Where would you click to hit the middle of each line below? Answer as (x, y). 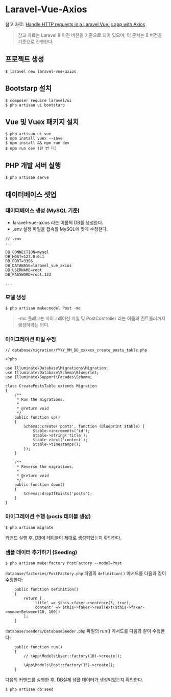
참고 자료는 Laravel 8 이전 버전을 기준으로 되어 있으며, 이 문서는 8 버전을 (90, 35)
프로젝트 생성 (25, 59)
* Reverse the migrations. (45, 467)
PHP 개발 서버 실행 (33, 165)
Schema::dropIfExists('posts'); (58, 494)
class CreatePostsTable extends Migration (51, 386)
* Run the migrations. (41, 400)
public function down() (40, 485)
